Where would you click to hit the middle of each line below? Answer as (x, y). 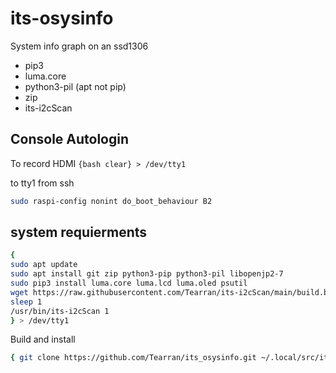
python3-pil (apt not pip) (75, 86)
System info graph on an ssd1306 (79, 46)
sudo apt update (44, 265)
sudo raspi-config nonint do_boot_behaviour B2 (111, 201)
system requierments (79, 232)
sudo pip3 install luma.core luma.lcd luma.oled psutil (129, 283)
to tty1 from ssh (42, 183)
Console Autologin (70, 139)
